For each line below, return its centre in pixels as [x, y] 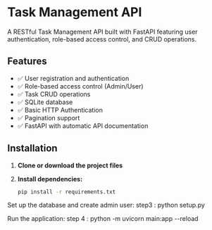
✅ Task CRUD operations [54, 94]
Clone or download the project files [70, 165]
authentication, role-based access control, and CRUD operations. [102, 39]
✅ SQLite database [45, 102]
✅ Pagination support [49, 117]
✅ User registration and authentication [73, 78]
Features [27, 62]
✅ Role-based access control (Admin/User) [80, 86]
